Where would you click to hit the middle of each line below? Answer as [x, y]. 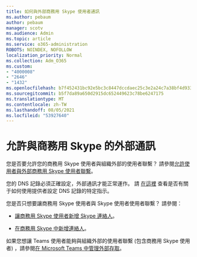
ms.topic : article [28, 39]
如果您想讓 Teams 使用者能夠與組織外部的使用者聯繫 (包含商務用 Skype [92, 241]
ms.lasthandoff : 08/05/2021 [40, 110]
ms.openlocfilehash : [31, 88]
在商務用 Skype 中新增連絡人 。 [52, 228]
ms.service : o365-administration [47, 45]
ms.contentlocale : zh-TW [36, 104]
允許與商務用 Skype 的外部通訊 [81, 146]
